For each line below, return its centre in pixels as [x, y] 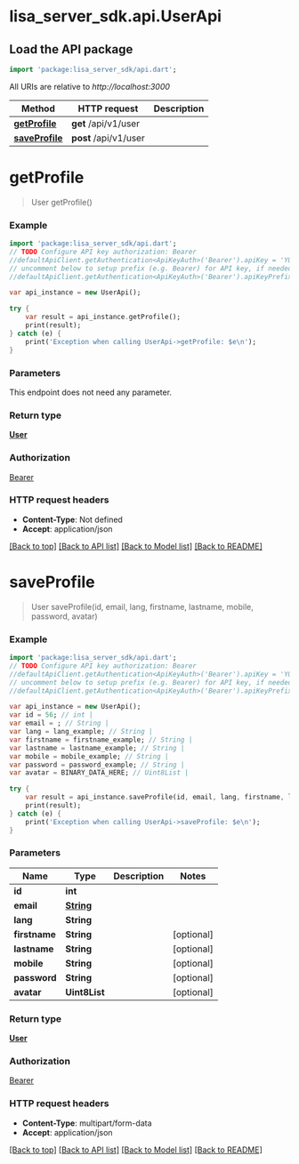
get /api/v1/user [105, 124]
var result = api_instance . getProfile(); [103, 317]
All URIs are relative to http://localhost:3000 [90, 86]
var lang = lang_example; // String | [81, 732]
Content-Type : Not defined [72, 519]
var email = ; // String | [59, 723]
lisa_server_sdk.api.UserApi [116, 16]
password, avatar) [64, 616]
